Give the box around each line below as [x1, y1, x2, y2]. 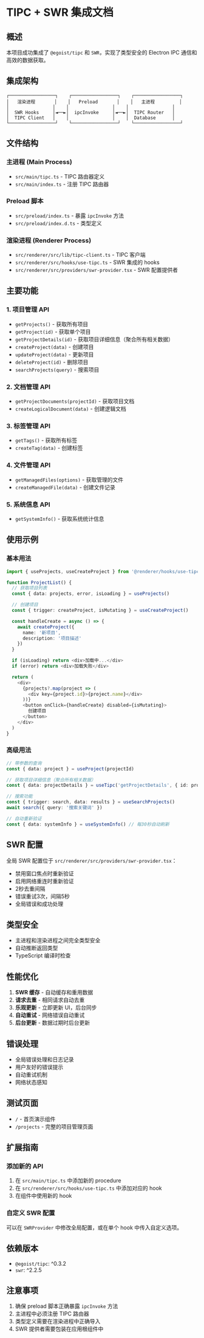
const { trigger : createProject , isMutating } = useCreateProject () [12, 608, 189, 614]
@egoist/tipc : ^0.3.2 [15, 1260, 67, 1267]
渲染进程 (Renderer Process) [6, 236, 92, 245]
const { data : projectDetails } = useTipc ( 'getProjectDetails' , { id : [6, 783, 189, 789]
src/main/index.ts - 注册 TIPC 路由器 [15, 180, 109, 188]
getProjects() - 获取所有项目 [15, 320, 89, 328]
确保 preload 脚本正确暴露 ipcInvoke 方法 [15, 1303, 118, 1310]
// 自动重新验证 [6, 815, 42, 821]
